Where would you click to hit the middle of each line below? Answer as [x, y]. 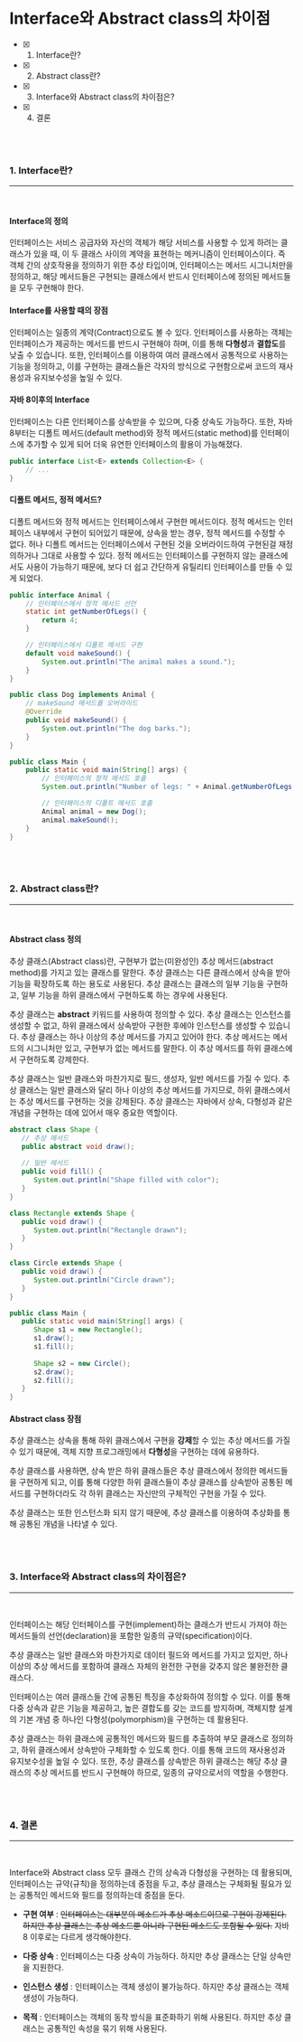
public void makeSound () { [76, 720]
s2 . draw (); [54, 1372]
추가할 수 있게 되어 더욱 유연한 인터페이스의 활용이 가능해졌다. [134, 444]
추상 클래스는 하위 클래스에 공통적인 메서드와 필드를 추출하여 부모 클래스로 [139, 1738]
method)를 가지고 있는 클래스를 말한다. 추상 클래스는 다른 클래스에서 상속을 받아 [150, 972]
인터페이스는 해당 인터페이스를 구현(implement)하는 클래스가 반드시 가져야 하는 [149, 1624]
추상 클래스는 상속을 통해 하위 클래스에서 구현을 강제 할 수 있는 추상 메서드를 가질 [150, 1440]
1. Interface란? [41, 170]
